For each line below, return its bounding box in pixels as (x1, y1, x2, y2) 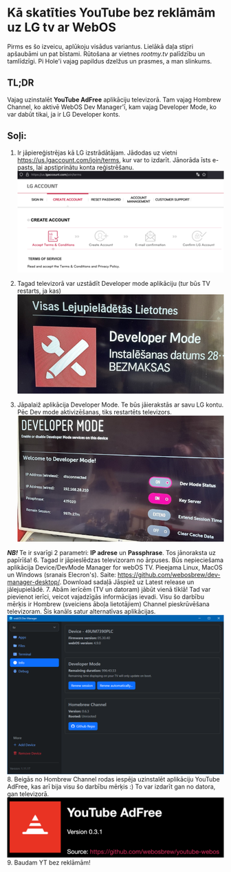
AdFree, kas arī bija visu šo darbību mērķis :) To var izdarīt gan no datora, (7, 782, 216, 791)
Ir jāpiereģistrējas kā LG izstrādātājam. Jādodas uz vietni (16, 148, 177, 157)
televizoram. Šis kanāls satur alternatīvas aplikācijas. (7, 608, 156, 616)
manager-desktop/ (7, 578, 60, 586)
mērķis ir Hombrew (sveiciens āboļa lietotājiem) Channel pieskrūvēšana (7, 600, 210, 608)
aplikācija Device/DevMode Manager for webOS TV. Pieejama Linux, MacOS (7, 563, 223, 572)
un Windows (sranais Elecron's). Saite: (7, 571, 117, 579)
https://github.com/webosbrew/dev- (118, 571, 221, 579)
